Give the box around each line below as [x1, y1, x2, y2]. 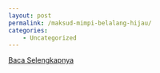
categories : [8, 26, 48, 34]
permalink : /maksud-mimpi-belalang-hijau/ [8, 19, 152, 27]
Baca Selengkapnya [8, 56, 74, 65]
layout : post [8, 11, 52, 20]
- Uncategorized [22, 33, 78, 42]
